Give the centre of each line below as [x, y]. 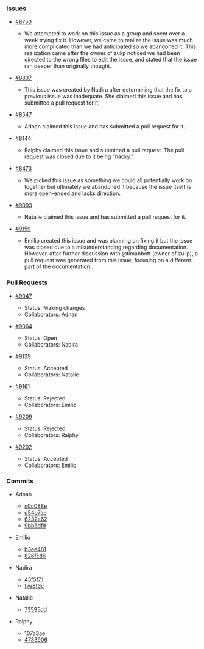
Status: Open [41, 338]
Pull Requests [27, 282]
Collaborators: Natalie [51, 375]
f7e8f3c [34, 585]
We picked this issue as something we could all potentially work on [108, 180]
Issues [16, 9]
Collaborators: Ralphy [51, 435]
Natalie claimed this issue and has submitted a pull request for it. [105, 217]
